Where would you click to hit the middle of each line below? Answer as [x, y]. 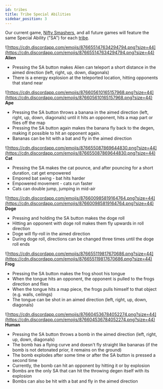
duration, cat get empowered [41, 173]
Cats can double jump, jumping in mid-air [54, 189]
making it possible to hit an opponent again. [56, 133]
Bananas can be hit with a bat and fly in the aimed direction [72, 138]
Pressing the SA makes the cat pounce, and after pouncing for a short [82, 168]
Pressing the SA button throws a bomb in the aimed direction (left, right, [84, 335]
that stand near [27, 83]
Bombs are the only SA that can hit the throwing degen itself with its [81, 371]
